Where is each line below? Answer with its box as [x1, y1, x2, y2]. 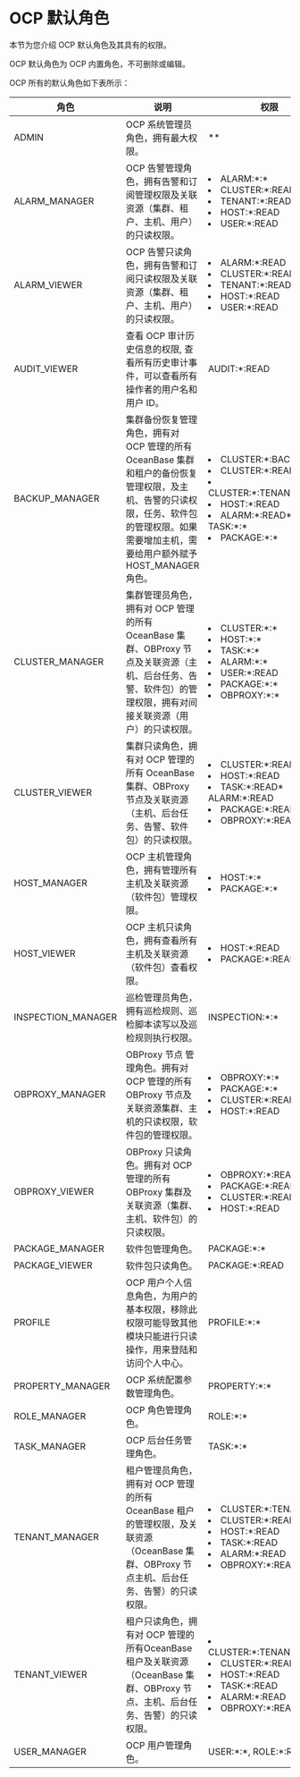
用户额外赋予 [143, 547, 198, 560]
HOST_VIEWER [13, 947, 76, 960]
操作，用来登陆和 [125, 1343, 198, 1356]
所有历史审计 [134, 356, 189, 368]
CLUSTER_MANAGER [13, 655, 104, 667]
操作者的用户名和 [125, 383, 198, 395]
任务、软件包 [143, 507, 198, 520]
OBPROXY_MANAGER [13, 1087, 106, 1100]
